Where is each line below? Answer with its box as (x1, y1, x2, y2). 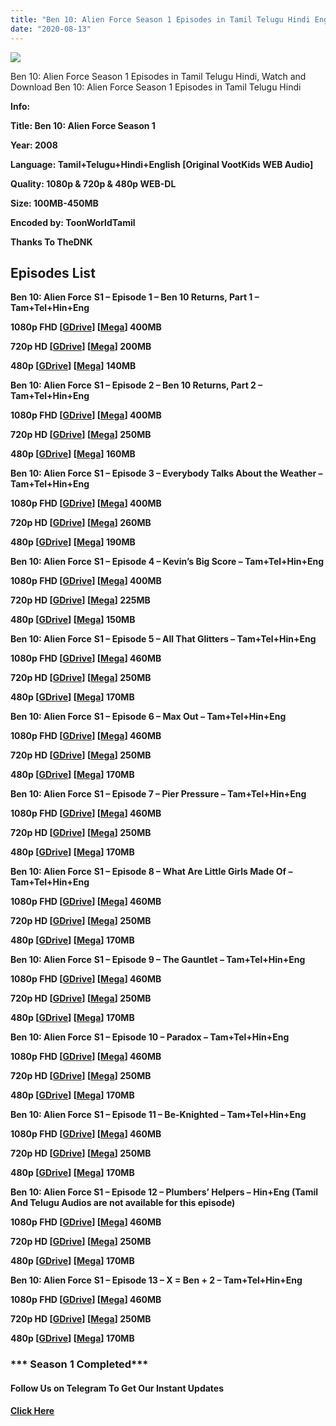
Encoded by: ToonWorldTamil (10, 216, 136, 228)
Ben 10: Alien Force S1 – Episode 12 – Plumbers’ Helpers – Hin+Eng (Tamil (10, 1186, 319, 1198)
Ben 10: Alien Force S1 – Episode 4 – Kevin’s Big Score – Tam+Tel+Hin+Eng (10, 556, 325, 568)
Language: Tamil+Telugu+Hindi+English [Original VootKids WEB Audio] (10, 158, 314, 170)
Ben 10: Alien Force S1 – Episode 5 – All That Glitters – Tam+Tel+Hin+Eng (10, 633, 317, 645)
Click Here (10, 1405, 55, 1417)
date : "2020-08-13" (10, 24, 92, 34)
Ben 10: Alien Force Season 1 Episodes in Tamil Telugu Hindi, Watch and (10, 70, 307, 82)
